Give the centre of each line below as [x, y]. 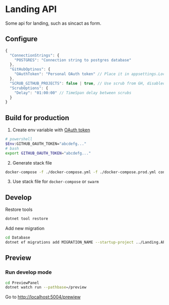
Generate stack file [32, 163]
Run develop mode [28, 272]
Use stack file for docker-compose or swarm [56, 182]
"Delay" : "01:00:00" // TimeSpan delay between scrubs [73, 93]
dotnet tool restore [27, 219]
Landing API [31, 9]
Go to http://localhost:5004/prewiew [43, 297]
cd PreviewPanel [22, 283]
